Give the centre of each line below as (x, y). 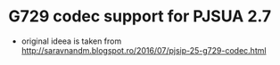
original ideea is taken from (71, 41)
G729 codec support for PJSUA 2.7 (140, 16)
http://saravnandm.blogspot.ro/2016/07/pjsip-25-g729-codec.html (144, 50)
